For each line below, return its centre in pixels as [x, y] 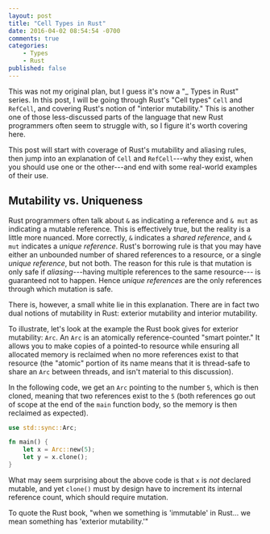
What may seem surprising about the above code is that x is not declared [130, 480]
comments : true [34, 38]
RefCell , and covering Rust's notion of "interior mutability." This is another [131, 108]
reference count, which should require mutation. [89, 497]
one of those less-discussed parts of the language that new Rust [116, 117]
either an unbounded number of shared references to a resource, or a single [135, 254]
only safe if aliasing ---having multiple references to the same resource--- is [135, 272]
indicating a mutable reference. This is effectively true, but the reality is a [130, 229]
